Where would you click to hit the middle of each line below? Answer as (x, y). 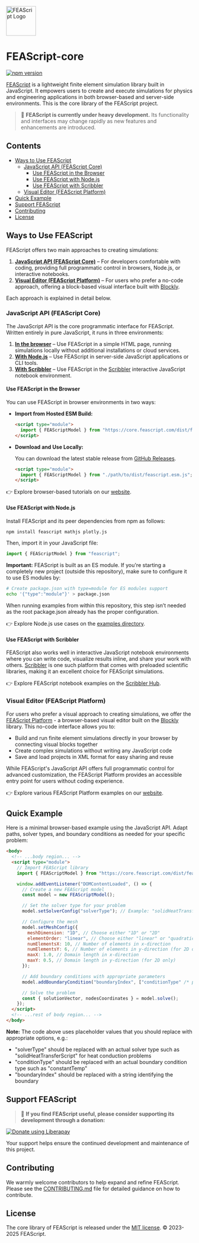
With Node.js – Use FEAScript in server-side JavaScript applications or (102, 356)
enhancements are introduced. (58, 127)
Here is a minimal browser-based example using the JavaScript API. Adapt (97, 828)
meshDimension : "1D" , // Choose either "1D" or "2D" (94, 933)
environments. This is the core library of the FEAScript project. (82, 103)
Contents (24, 146)
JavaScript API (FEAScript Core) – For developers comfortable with (97, 261)
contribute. (20, 1195)
